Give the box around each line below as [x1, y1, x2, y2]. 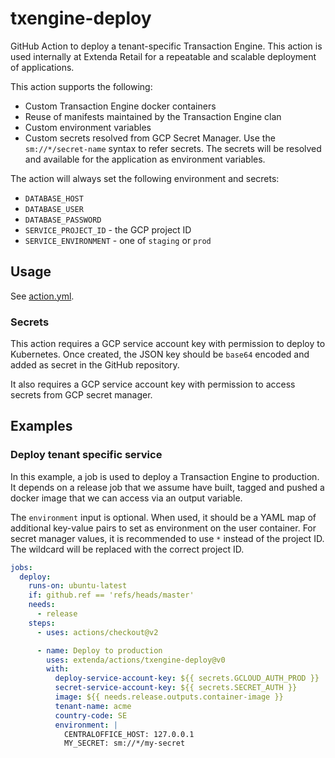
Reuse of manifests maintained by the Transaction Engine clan [24, 110, 282, 122]
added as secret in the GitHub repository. [10, 359, 180, 371]
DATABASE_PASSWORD [24, 215, 102, 225]
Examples [10, 418, 73, 435]
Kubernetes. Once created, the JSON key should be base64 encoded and [10, 348, 310, 361]
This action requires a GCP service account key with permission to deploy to [10, 338, 326, 350]
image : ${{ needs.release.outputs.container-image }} [54, 692, 284, 702]
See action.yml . [10, 290, 75, 302]
